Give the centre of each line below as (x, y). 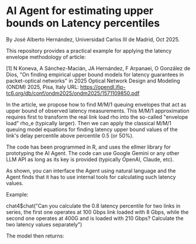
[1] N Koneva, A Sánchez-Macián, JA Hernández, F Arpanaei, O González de (98, 68)
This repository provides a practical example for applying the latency (89, 50)
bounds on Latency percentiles (83, 23)
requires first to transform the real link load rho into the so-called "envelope (97, 117)
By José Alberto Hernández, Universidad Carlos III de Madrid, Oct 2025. (93, 39)
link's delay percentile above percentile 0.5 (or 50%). (70, 135)
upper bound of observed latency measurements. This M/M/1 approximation (98, 111)
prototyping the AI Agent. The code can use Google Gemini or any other (93, 153)
